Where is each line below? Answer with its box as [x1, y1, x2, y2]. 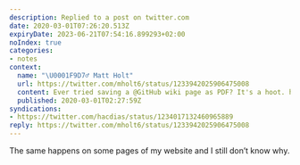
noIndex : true [9, 37, 62, 47]
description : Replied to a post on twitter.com [9, 12, 190, 22]
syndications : [9, 104, 62, 113]
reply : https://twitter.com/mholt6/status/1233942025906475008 [9, 121, 250, 130]
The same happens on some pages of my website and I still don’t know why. [9, 145, 290, 156]
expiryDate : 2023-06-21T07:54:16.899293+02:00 [9, 29, 186, 38]
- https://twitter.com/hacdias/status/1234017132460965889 [9, 112, 234, 121]
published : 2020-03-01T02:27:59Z [17, 95, 142, 105]
